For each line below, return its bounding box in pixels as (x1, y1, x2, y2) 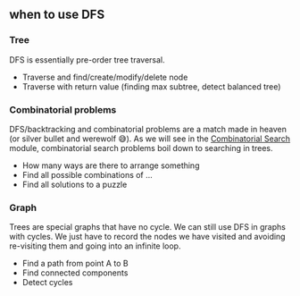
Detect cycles (21, 277, 73, 288)
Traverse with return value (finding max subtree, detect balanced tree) (21, 80, 281, 92)
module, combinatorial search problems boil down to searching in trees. (9, 142, 273, 153)
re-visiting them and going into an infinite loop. (9, 241, 181, 251)
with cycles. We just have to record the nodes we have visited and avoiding (9, 232, 286, 242)
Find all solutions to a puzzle (21, 179, 128, 190)
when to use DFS (9, 7, 105, 22)
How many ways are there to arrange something (21, 160, 200, 171)
